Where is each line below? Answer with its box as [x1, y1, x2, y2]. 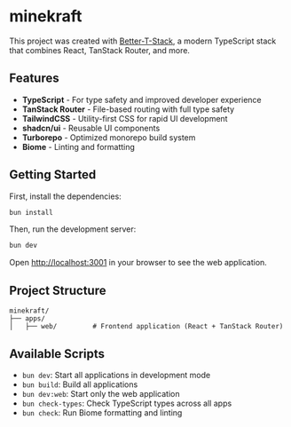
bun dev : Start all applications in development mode [21, 369, 211, 380]
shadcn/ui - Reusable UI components [21, 123, 161, 133]
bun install [9, 208, 53, 217]
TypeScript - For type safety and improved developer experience [21, 94, 262, 105]
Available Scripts [9, 346, 105, 361]
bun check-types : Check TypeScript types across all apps [21, 398, 232, 408]
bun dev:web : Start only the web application [21, 388, 180, 399]
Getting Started [9, 167, 97, 183]
